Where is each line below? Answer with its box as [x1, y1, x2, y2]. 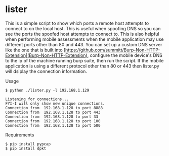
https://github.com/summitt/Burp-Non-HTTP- [65, 47, 160, 53]
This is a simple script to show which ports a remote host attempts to [5, 20, 149, 26]
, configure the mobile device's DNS [87, 52, 163, 58]
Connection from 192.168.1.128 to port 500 [5, 123, 101, 128]
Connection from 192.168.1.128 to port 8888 [5, 105, 103, 110]
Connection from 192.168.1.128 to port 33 [5, 114, 99, 119]
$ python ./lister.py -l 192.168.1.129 [5, 88, 90, 93]
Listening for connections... [5, 97, 69, 102]
